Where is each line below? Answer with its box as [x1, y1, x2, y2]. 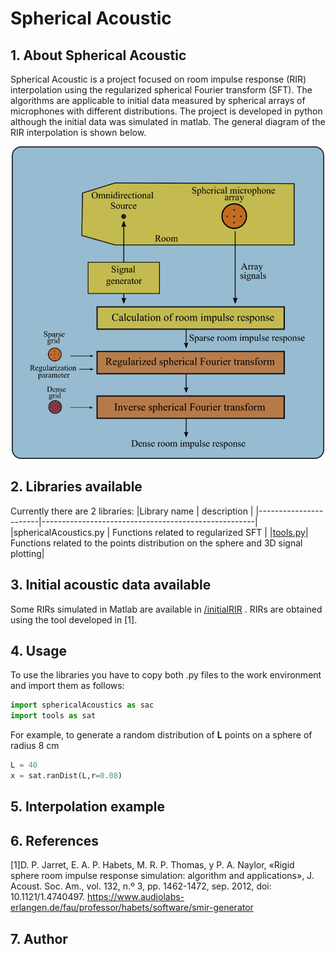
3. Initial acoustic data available [10, 577, 212, 594]
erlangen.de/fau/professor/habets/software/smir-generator [10, 902, 254, 914]
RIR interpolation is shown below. [10, 127, 147, 138]
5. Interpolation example [10, 798, 165, 816]
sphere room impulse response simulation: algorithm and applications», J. [10, 870, 315, 882]
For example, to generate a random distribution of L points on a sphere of [10, 729, 313, 741]
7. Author [10, 930, 68, 947]
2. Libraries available [10, 478, 143, 496]
